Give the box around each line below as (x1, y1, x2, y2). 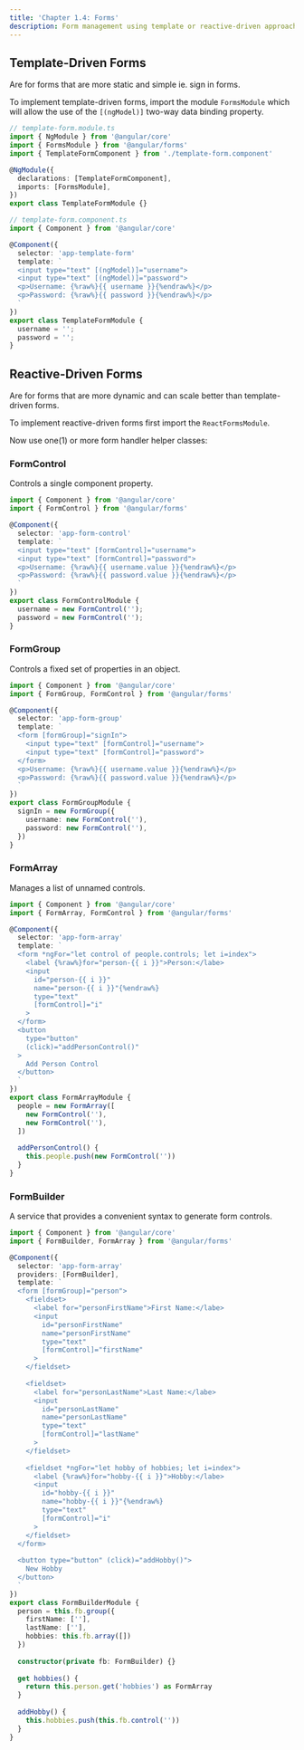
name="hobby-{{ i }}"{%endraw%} (42, 1497, 165, 1506)
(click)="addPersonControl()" (25, 1042, 140, 1051)
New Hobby (25, 1564, 63, 1573)
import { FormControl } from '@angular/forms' (9, 504, 188, 513)
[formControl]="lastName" (42, 1430, 140, 1439)
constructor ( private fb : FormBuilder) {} (17, 1657, 176, 1666)
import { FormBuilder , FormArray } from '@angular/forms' (9, 1237, 233, 1246)
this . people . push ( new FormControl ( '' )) (25, 1152, 176, 1162)
